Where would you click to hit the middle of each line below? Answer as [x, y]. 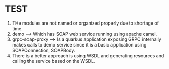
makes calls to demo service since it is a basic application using [79, 44]
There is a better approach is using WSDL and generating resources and [88, 55]
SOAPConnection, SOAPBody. [44, 50]
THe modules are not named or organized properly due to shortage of [85, 23]
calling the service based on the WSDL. [53, 61]
